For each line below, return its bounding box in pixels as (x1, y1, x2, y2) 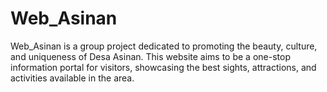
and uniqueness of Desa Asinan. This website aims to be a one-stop (10, 50, 291, 62)
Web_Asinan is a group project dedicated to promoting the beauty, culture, (10, 40, 318, 52)
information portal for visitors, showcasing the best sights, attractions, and (10, 61, 317, 73)
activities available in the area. (10, 72, 135, 84)
